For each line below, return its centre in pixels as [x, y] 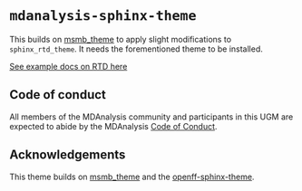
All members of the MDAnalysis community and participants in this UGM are [151, 117]
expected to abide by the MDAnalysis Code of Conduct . [113, 126]
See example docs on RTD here [68, 66]
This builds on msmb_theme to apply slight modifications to [121, 39]
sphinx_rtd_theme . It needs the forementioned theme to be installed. [136, 49]
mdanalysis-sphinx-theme [103, 16]
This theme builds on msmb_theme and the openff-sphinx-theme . [132, 177]
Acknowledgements [68, 155]
